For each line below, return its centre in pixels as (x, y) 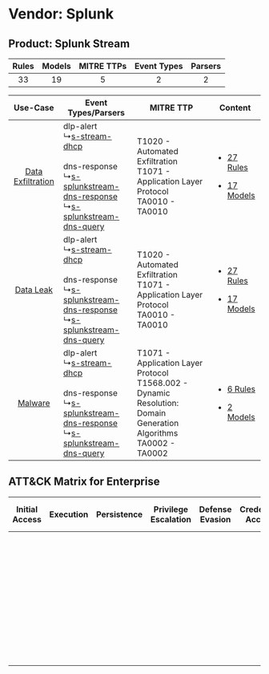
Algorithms (158, 433)
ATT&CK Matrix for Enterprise (84, 482)
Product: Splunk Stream (69, 44)
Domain (152, 413)
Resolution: (158, 403)
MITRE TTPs (103, 66)
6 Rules (241, 389)
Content (235, 108)
